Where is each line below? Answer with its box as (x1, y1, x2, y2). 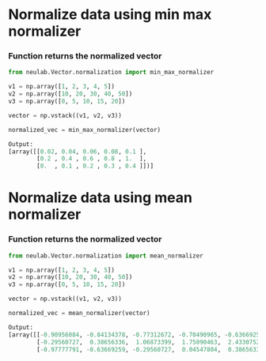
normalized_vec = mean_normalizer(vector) (8, 310, 150, 318)
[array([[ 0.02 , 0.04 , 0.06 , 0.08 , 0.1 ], (8, 148, 147, 156)
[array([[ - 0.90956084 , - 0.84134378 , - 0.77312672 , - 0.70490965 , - (8, 330, 228, 339)
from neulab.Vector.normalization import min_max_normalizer (8, 69, 215, 77)
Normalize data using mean (8, 189, 192, 207)
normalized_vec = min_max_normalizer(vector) (8, 126, 161, 133)
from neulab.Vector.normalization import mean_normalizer (8, 251, 203, 260)
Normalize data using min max (8, 6, 212, 24)
